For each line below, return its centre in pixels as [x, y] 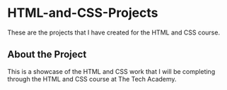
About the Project [47, 54]
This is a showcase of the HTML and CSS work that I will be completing [111, 71]
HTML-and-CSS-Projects [83, 13]
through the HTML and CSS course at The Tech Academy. [92, 79]
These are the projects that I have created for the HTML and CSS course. [114, 32]
